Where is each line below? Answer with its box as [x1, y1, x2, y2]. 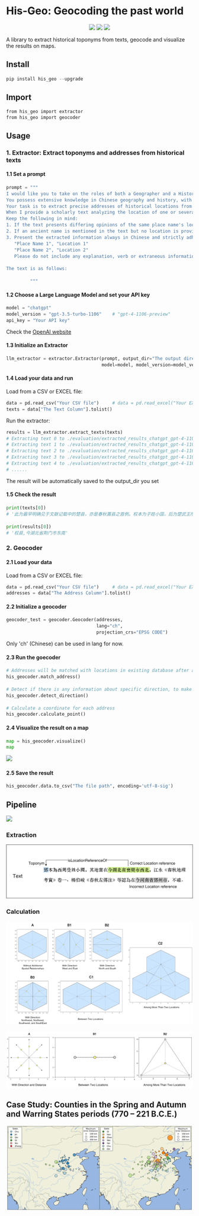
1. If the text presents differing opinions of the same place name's [6, 222, 184, 228]
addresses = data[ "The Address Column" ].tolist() [6, 590, 131, 596]
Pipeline [6, 799, 37, 809]
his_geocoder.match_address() [6, 674, 81, 680]
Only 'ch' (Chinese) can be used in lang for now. [6, 640, 124, 647]
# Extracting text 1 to [6, 441, 65, 448]
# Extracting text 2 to [6, 448, 65, 454]
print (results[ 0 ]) [6, 523, 52, 530]
